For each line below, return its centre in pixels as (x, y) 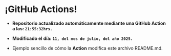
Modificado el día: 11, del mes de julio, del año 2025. (72, 38)
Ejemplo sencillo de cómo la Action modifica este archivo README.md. (87, 48)
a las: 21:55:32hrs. (32, 28)
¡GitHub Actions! (41, 9)
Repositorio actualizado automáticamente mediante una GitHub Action (89, 23)
